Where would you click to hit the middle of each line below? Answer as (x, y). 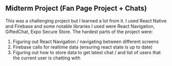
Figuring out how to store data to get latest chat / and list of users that (87, 52)
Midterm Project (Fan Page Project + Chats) (76, 8)
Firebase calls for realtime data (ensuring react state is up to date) (83, 47)
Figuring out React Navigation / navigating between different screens (86, 41)
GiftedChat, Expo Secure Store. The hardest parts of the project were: (79, 31)
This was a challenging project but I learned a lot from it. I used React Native (86, 20)
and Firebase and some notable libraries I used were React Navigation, (80, 26)
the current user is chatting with (46, 58)
